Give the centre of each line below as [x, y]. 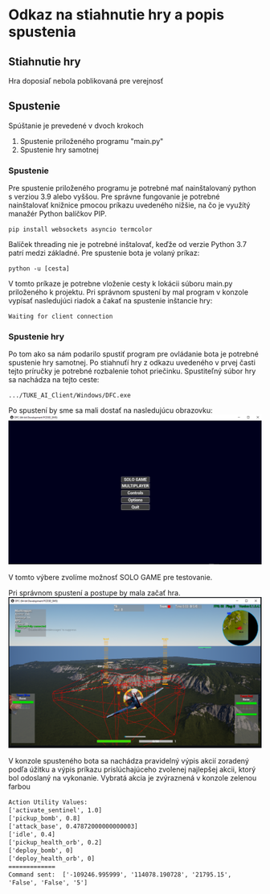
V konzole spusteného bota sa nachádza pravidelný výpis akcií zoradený [129, 760]
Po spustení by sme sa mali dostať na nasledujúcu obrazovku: [110, 410]
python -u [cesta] [39, 269]
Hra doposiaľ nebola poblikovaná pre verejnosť [86, 81]
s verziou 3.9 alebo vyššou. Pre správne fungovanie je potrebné [114, 197]
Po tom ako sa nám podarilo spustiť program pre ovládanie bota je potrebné [133, 354]
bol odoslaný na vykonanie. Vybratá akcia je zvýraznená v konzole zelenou [133, 777]
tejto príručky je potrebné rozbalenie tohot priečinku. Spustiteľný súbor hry [132, 371]
